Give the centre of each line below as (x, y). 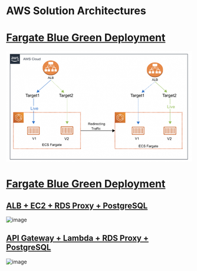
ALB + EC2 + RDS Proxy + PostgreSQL (77, 205)
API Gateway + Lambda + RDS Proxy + (78, 238)
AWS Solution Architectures (76, 11)
